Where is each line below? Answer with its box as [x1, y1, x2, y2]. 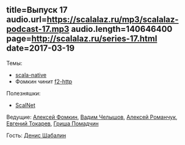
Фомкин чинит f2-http [15, 78, 73, 85]
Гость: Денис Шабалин [6, 132, 67, 139]
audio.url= [6, 15, 47, 25]
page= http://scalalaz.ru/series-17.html [6, 34, 158, 44]
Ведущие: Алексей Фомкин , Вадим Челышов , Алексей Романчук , [6, 113, 178, 121]
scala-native [15, 71, 47, 78]
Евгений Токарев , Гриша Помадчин [6, 119, 99, 127]
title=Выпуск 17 [6, 5, 68, 15]
